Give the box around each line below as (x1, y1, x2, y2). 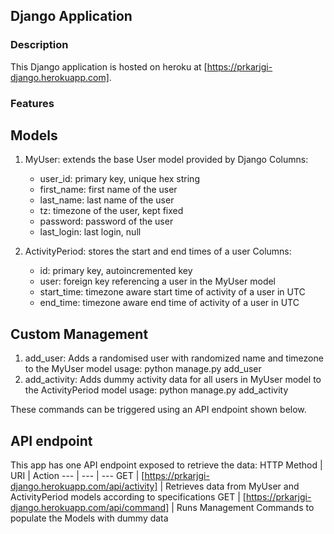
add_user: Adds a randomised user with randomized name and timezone (24, 352, 324, 364)
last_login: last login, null (39, 226, 142, 238)
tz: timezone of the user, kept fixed (39, 205, 184, 217)
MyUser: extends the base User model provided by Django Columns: (24, 154, 309, 166)
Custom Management (10, 325, 149, 343)
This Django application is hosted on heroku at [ (10, 60, 208, 73)
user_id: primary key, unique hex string (39, 173, 200, 185)
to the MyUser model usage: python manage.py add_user (24, 363, 262, 375)
